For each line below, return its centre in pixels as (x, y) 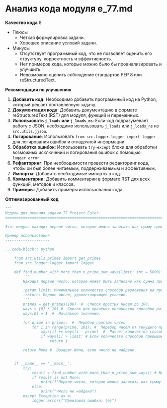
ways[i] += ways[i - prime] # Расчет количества (94, 332)
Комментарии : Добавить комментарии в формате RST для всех (81, 179)
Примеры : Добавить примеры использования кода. (68, 189)
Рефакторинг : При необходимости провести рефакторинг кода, (81, 163)
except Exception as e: (47, 396)
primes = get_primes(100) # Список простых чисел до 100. (86, 304)
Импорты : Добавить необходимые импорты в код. (67, 173)
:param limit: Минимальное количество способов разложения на (89, 290)
